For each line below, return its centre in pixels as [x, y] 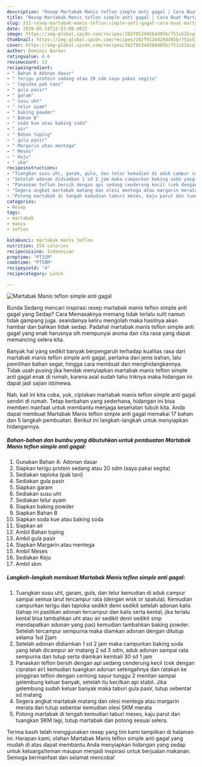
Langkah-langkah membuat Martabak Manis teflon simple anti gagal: [96, 577]
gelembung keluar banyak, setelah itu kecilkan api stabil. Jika [91, 682]
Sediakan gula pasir [40, 481]
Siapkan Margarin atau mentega [55, 544]
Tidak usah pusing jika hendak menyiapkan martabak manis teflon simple [97, 370]
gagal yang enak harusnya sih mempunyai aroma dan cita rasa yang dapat [99, 333]
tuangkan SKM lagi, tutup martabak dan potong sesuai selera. [92, 720]
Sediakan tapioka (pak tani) [49, 474]
